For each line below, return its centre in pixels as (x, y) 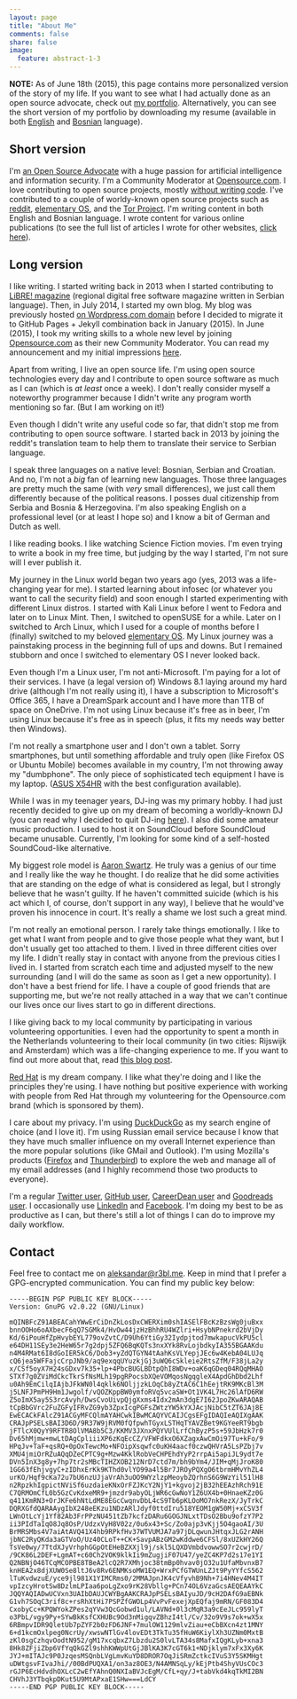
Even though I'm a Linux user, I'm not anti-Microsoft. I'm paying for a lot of (145, 672)
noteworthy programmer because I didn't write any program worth (130, 397)
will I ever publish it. (45, 562)
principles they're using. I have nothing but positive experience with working (148, 1086)
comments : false (39, 34)
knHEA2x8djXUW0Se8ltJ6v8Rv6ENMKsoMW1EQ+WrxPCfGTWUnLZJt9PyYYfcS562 (137, 1571)
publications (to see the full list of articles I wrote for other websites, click (143, 227)
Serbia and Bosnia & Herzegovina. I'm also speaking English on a (128, 507)
